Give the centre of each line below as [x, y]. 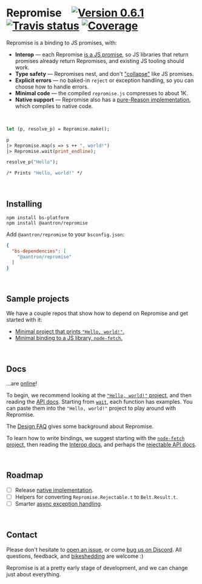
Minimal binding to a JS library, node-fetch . [69, 338]
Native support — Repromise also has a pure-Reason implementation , [103, 100]
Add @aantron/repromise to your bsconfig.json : [65, 234]
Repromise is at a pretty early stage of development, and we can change [97, 568]
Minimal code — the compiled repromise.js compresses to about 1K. [101, 93]
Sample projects [38, 298]
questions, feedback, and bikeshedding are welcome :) [75, 556]
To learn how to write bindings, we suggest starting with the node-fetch [96, 438]
